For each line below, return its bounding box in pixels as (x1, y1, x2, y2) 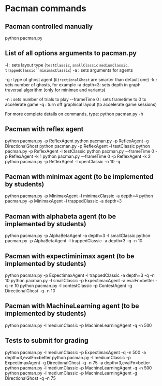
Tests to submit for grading (5, 336, 88, 345)
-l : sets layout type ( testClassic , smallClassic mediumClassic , (5, 62, 129, 68)
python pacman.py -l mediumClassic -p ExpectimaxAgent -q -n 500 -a (5, 349, 146, 355)
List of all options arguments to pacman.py (5, 49, 137, 57)
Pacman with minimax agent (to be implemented (5, 173, 154, 181)
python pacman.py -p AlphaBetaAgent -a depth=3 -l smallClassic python (5, 233, 151, 238)
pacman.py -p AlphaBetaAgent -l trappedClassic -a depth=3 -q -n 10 (5, 238, 143, 244)
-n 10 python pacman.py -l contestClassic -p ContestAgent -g (9, 283, 132, 289)
